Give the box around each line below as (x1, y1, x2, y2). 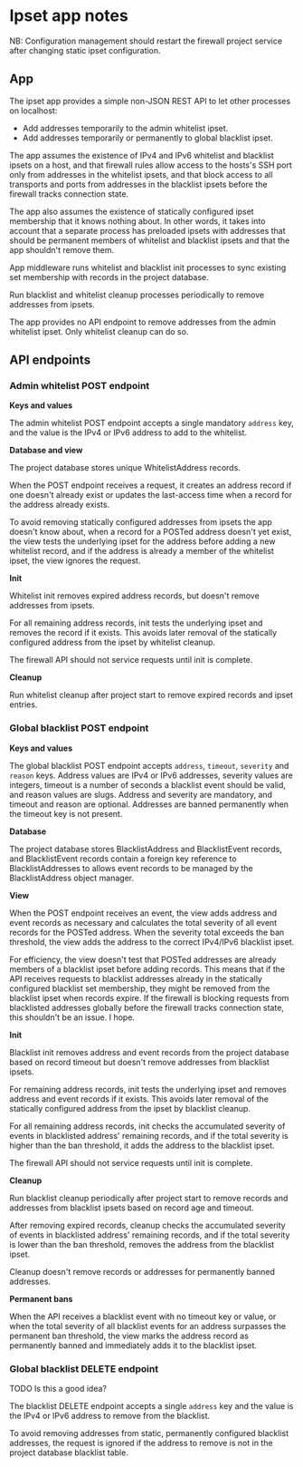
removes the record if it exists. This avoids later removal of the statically (9, 627, 278, 638)
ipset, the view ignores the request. (9, 555, 141, 567)
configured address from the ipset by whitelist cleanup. (9, 636, 215, 648)
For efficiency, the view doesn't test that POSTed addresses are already (9, 954, 277, 965)
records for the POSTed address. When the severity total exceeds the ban (9, 927, 285, 938)
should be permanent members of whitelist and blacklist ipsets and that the (9, 235, 290, 246)
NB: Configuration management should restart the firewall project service (9, 35, 283, 46)
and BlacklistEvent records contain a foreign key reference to (9, 853, 237, 864)
